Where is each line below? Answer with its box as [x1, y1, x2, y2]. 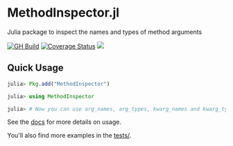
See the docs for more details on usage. [7, 118, 121, 126]
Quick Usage [7, 62, 64, 74]
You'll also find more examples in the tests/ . [7, 131, 132, 140]
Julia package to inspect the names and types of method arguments [7, 28, 202, 36]
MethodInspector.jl [7, 5, 120, 21]
